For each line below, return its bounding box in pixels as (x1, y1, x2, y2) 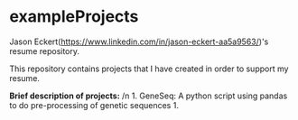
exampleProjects (9, 6, 139, 27)
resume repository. (9, 45, 79, 56)
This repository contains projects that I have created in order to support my (9, 63, 289, 74)
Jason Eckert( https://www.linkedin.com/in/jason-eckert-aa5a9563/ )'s (9, 36, 269, 47)
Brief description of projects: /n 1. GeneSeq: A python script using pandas (9, 90, 288, 101)
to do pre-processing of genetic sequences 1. (9, 99, 179, 110)
